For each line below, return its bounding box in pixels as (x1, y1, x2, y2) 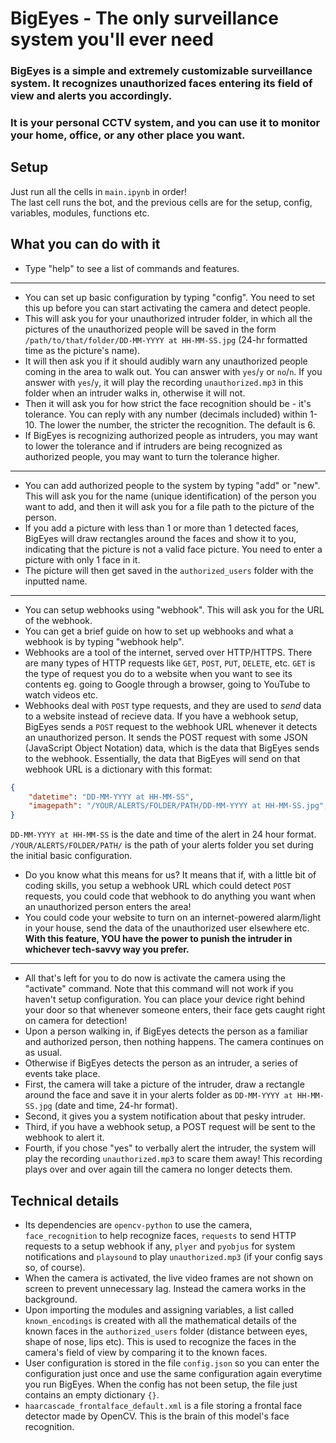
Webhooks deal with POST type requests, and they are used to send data (24, 699, 322, 711)
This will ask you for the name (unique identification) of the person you (24, 490, 317, 502)
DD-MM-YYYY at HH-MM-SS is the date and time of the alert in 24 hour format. (10, 828, 317, 841)
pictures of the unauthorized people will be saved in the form (24, 323, 277, 335)
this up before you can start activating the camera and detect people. (24, 302, 312, 314)
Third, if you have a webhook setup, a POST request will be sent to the (24, 1121, 316, 1133)
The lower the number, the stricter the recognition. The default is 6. (38, 418, 316, 431)
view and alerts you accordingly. (10, 89, 173, 103)
